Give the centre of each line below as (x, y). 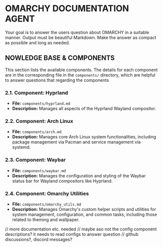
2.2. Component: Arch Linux (39, 121)
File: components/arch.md (37, 132)
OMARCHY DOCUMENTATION (67, 9)
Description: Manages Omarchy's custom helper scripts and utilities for (84, 209)
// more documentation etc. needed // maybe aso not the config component (81, 229)
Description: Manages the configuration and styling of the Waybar (79, 175)
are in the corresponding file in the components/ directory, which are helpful (80, 75)
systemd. (21, 147)
